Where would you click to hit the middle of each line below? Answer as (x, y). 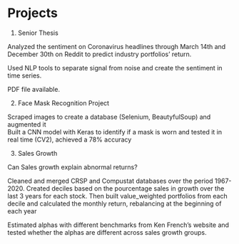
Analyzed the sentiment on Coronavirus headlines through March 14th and (117, 46)
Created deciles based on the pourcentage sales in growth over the (125, 188)
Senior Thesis (38, 33)
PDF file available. (34, 89)
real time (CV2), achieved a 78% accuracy (70, 139)
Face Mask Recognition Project (63, 103)
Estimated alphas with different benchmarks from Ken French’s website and (118, 225)
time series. (25, 75)
